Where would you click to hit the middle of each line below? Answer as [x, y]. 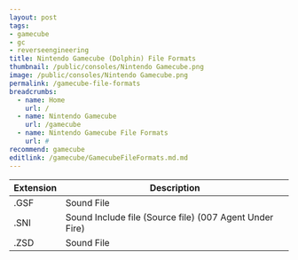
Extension [35, 187]
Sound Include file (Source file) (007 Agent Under [169, 217]
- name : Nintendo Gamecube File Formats [93, 133]
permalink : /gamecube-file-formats [75, 83]
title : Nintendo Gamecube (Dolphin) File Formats [103, 59]
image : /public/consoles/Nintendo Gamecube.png [99, 75]
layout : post [33, 17]
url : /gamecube [53, 125]
